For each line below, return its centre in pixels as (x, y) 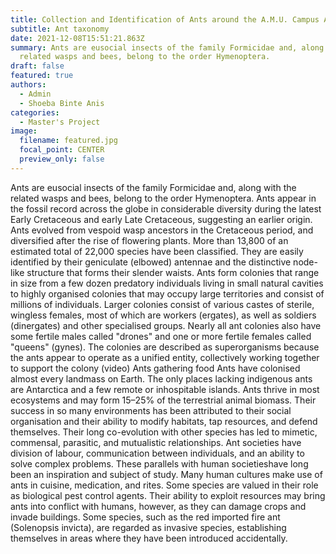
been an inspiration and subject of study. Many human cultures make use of (166, 474)
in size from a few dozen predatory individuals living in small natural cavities (167, 283)
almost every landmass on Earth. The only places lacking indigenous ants (161, 378)
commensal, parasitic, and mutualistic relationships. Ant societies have (156, 442)
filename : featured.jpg (68, 141)
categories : (35, 112)
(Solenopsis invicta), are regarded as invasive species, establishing (148, 527)
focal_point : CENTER (62, 150)
